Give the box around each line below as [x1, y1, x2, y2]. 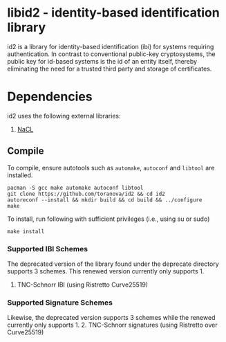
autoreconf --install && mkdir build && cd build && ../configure [7, 196, 203, 204]
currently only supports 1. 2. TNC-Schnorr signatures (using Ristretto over [7, 321, 218, 330]
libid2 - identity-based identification [7, 5, 220, 21]
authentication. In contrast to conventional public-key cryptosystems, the [7, 50, 216, 58]
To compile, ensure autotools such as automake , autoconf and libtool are [7, 163, 215, 172]
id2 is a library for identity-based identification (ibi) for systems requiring [7, 42, 214, 51]
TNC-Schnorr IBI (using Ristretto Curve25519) [17, 280, 149, 289]
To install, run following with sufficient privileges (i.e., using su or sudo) [7, 215, 210, 223]
